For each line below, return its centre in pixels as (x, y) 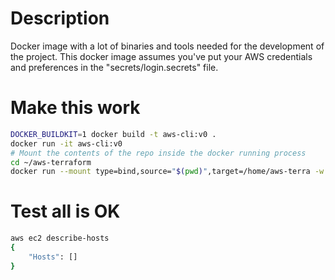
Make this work (75, 108)
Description (60, 18)
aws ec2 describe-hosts (60, 238)
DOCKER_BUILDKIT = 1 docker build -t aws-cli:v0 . (113, 134)
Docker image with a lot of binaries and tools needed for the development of (167, 46)
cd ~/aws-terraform (51, 162)
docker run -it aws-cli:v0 (66, 143)
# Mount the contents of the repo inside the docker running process (158, 153)
